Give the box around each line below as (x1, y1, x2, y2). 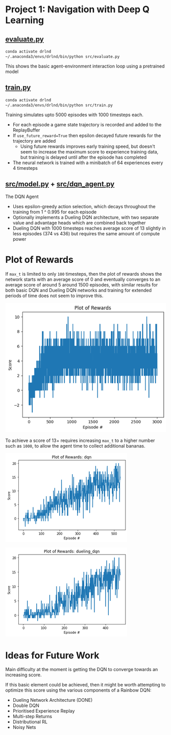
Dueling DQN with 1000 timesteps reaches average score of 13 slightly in (12, 225, 166, 231)
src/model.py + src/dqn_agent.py (5, 180, 115, 189)
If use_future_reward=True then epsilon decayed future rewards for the (12, 132, 161, 139)
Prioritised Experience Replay (12, 708, 75, 714)
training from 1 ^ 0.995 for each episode (12, 209, 97, 215)
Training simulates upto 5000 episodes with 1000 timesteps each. (5, 112, 144, 118)
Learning (5, 14, 44, 26)
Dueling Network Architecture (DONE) (12, 697, 93, 703)
